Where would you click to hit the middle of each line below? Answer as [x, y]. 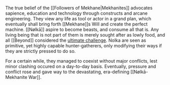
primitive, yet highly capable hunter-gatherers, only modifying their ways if [83, 46]
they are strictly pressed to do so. [40, 51]
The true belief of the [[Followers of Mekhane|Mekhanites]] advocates [79, 8]
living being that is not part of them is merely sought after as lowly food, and [85, 35]
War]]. [35, 77]
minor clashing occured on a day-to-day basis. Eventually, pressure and [81, 66]
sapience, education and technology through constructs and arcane [77, 13]
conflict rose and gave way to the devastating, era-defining [67, 72]
